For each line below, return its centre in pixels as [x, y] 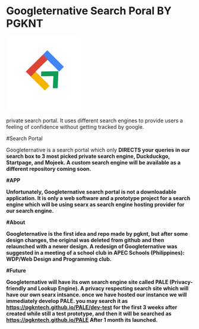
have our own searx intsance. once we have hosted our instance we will [97, 295]
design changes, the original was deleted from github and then [85, 240]
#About [16, 222]
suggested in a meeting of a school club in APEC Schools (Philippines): [95, 252]
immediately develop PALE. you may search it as [67, 300]
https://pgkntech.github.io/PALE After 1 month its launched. [82, 319]
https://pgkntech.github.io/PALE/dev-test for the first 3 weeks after [92, 307]
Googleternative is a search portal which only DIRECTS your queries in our [98, 150]
